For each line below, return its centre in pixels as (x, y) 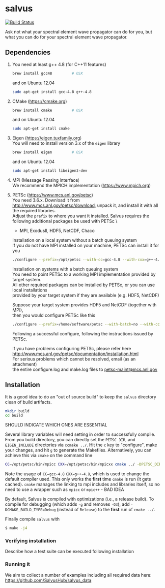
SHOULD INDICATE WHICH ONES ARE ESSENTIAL (56, 425)
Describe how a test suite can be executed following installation (69, 552)
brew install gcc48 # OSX (47, 73)
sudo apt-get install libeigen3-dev (50, 171)
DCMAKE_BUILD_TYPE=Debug (30, 510)
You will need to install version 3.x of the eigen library (66, 143)
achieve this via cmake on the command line (49, 456)
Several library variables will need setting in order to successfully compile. (80, 434)
